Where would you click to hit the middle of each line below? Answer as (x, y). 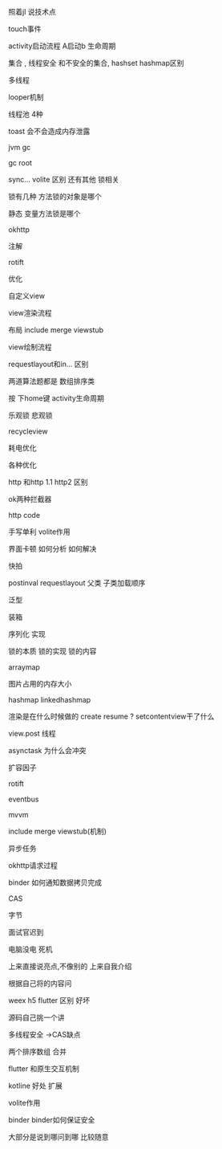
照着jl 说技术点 (32, 12)
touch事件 (25, 29)
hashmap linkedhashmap (50, 700)
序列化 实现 (27, 634)
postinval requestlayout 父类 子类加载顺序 (77, 583)
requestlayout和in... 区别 (48, 364)
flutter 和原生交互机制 (44, 1069)
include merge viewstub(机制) (57, 831)
